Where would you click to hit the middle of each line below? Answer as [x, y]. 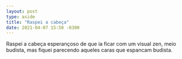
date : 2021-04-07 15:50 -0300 [43, 27]
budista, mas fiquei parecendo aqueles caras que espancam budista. [89, 50]
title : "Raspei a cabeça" [37, 22]
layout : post [22, 11]
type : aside [20, 17]
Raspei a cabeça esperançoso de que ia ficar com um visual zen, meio [91, 44]
